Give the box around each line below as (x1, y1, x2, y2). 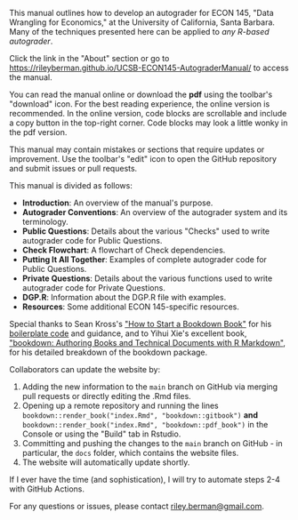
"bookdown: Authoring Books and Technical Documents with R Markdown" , (9, 338, 286, 348)
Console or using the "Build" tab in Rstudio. (21, 428, 181, 439)
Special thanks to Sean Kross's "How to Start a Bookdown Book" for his (9, 319, 272, 329)
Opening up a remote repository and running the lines (21, 400, 220, 411)
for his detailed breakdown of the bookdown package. (9, 347, 208, 357)
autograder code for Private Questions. (21, 283, 166, 292)
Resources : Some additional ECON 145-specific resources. (21, 301, 240, 312)
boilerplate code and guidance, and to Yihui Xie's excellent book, (9, 328, 247, 339)
